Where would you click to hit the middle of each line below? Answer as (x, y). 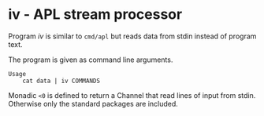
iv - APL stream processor (95, 14)
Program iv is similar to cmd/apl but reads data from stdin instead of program (132, 36)
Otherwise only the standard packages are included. (93, 103)
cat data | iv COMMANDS (61, 81)
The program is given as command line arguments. (91, 60)
